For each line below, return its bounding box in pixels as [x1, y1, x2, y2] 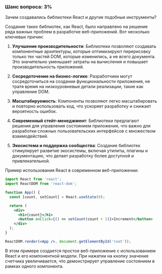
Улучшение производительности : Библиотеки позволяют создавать [12, 44, 157, 49]
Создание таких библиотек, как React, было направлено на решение [5, 24, 148, 30]
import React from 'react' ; [5, 177, 62, 182]
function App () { [5, 190, 40, 195]
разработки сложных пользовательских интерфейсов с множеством [12, 128, 156, 134]
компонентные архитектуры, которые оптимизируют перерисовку [12, 48, 151, 54]
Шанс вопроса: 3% [5, 3, 52, 10]
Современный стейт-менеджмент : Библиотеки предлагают [12, 118, 139, 124]
